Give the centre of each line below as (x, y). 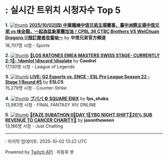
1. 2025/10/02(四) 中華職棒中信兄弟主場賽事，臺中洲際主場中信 (80, 25)
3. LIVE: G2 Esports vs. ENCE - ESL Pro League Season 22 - (77, 76)
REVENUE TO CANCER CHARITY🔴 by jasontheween (60, 120)
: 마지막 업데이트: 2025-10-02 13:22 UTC (46, 141)
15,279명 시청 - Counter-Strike (36, 87)
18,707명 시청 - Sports (27, 45)
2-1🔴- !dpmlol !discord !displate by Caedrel (51, 60)
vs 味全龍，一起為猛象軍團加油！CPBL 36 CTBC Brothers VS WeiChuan (85, 31)
